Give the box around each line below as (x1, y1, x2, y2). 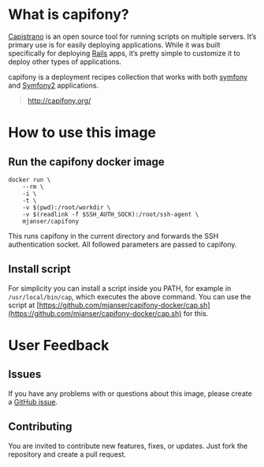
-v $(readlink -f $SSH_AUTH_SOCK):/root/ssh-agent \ (22, 210, 199, 218)
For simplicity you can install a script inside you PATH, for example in (8, 283, 232, 293)
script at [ (8, 300, 39, 310)
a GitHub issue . (8, 397, 58, 406)
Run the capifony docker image (8, 155, 165, 168)
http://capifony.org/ (27, 96, 91, 105)
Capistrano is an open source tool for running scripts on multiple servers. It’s (8, 32, 257, 41)
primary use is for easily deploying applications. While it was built (8, 40, 221, 49)
